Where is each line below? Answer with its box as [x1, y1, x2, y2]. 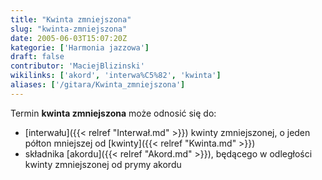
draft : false [10, 52, 65, 62]
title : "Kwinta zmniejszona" [10, 14, 132, 25]
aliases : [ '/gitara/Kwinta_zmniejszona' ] [10, 80, 186, 90]
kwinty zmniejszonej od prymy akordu [24, 158, 182, 170]
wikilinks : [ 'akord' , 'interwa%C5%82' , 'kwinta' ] [10, 71, 222, 81]
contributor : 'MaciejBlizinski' [10, 61, 145, 71]
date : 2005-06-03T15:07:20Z [10, 33, 128, 43]
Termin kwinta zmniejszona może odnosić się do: [10, 107, 217, 119]
